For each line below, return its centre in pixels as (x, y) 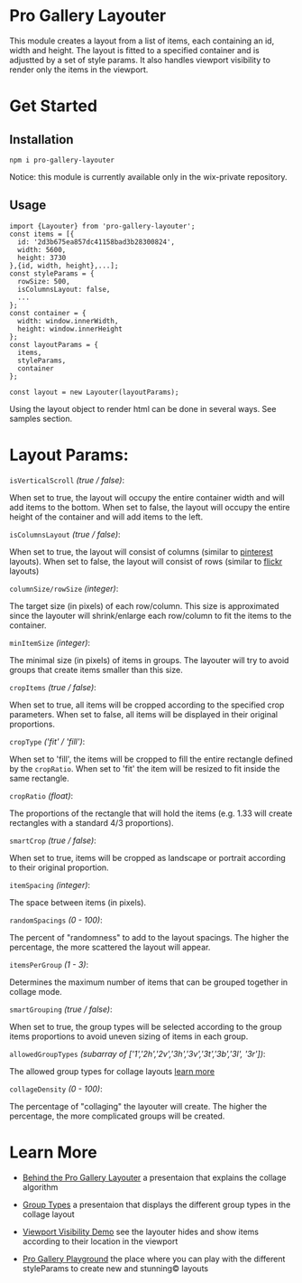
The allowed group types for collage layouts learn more (112, 1071)
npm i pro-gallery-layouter (62, 160)
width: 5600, (42, 249)
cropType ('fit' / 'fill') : (47, 741)
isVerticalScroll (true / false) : (67, 480)
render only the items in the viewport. (79, 70)
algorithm (40, 1187)
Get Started (53, 106)
